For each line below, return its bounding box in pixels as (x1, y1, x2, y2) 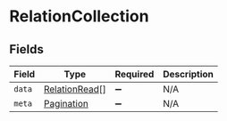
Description (162, 69, 214, 80)
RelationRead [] (43, 83, 106, 95)
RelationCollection (9, 6, 149, 27)
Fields (9, 42, 45, 57)
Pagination (43, 98, 89, 109)
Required (114, 69, 155, 80)
